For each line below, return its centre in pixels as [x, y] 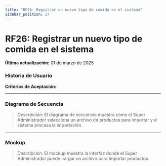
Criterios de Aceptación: [31, 86]
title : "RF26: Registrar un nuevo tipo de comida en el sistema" [74, 10]
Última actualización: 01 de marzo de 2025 [49, 63]
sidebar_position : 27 [27, 14]
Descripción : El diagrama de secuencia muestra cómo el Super [81, 115]
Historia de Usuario [29, 76]
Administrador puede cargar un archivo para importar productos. [83, 159]
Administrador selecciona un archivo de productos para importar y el [87, 120]
